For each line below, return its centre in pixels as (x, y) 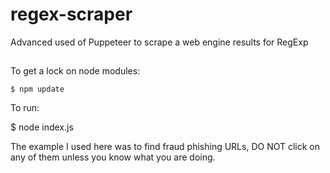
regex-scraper (71, 14)
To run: (25, 108)
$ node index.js (42, 127)
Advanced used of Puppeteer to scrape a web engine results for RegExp (159, 42)
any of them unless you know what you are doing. (113, 157)
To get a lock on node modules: (75, 71)
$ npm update (37, 89)
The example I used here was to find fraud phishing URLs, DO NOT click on (165, 147)
